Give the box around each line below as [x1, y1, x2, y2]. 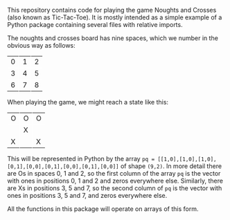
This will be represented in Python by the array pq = [7, 155, 155, 163]
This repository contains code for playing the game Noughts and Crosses [7, 6, 217, 14]
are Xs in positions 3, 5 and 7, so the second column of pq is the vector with [7, 184, 222, 192]
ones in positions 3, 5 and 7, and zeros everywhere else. [7, 192, 168, 199]
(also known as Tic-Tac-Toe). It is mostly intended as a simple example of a [7, 13, 222, 21]
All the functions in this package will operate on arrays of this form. [7, 205, 199, 213]
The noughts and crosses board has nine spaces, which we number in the [7, 34, 218, 42]
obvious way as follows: [7, 42, 76, 49]
